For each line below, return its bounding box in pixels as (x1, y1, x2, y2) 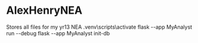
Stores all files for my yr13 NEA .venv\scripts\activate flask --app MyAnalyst (6, 23, 193, 30)
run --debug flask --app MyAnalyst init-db (6, 29, 110, 36)
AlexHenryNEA (6, 4, 82, 17)
